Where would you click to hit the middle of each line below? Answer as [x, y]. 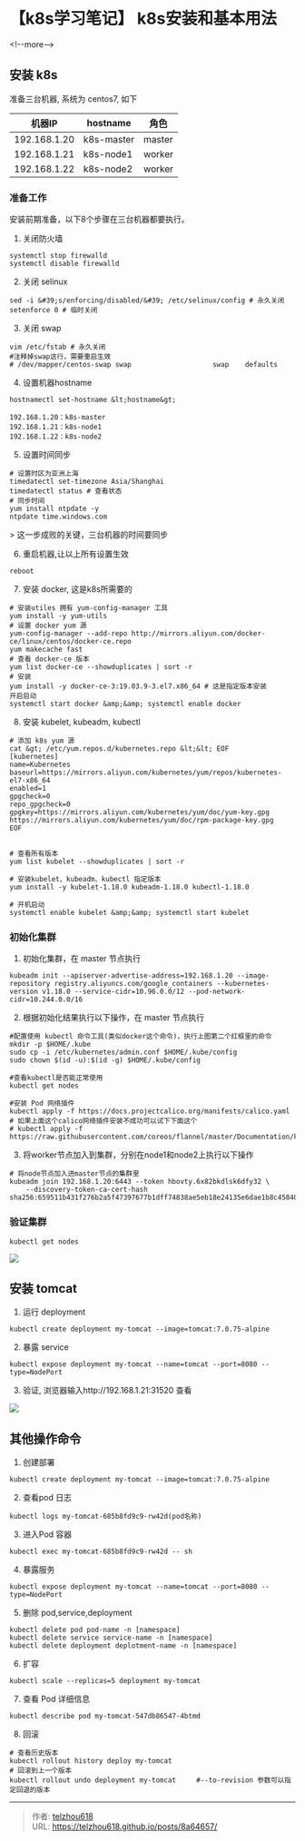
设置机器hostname [57, 383]
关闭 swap [42, 329]
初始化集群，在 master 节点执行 [82, 959]
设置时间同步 [46, 455]
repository [30, 984]
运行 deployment [54, 1312]
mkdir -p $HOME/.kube [50, 1045]
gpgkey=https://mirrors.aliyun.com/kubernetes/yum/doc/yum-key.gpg [140, 812]
